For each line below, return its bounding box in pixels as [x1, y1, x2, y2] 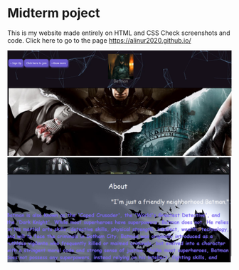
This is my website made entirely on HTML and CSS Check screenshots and [7, 28, 230, 37]
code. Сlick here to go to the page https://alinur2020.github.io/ [7, 36, 191, 44]
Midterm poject [7, 5, 101, 21]
